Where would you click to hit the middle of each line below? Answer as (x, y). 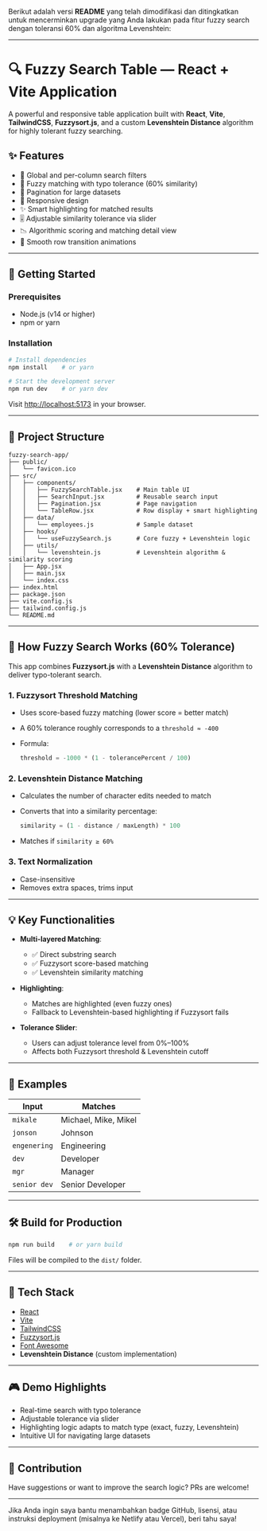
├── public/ (28, 462)
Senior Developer (93, 1185)
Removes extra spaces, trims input (76, 888)
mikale (25, 1120)
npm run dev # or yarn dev (58, 389)
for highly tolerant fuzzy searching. (66, 131)
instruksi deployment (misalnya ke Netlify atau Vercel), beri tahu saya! (122, 1519)
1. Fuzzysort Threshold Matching (73, 695)
